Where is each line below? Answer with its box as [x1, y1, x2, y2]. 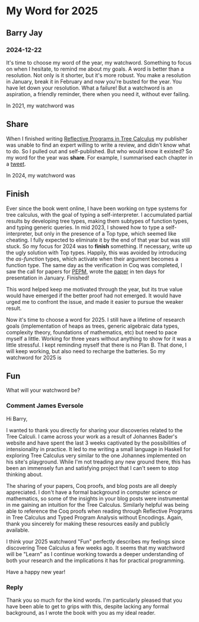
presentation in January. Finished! [6, 274, 90, 281]
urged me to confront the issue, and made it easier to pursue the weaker [6, 298, 184, 305]
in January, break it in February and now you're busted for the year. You [6, 78, 182, 85]
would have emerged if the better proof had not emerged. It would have [6, 292, 182, 299]
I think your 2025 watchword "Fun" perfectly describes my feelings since [6, 538, 185, 545]
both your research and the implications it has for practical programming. [6, 557, 185, 564]
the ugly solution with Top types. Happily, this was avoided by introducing [6, 249, 187, 256]
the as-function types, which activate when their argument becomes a [6, 255, 179, 262]
